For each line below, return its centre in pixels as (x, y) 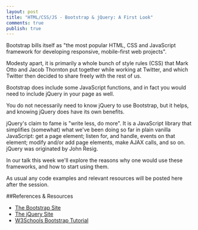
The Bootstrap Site (38, 208)
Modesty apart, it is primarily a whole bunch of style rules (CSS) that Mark (98, 63)
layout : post (22, 12)
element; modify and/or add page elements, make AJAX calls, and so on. (96, 142)
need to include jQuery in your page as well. (60, 94)
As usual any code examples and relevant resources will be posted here (95, 178)
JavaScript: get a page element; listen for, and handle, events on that (91, 136)
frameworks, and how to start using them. (58, 167)
